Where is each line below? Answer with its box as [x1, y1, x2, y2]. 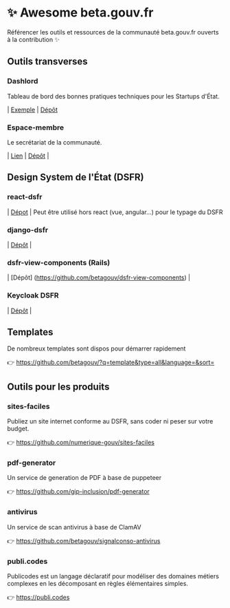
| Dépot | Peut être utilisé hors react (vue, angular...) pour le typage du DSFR [7, 208, 223, 216]
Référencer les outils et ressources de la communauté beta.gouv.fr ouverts [7, 28, 219, 36]
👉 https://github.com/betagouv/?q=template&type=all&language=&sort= [7, 358, 215, 366]
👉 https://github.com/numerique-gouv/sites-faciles [7, 439, 154, 446]
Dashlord [7, 76, 38, 86]
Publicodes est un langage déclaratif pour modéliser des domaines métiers [7, 572, 220, 580]
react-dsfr [7, 192, 43, 202]
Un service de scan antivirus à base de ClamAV [7, 523, 142, 531]
